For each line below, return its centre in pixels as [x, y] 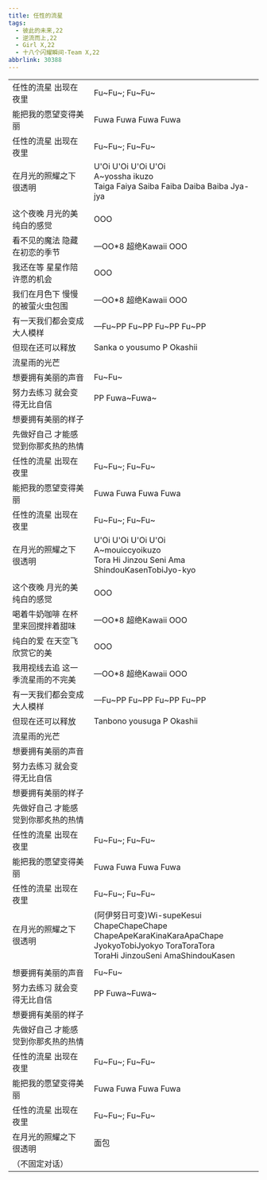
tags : [17, 23]
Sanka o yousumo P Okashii [146, 347]
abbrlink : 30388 [35, 60]
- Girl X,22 [35, 45]
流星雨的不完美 [48, 679]
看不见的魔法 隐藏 [45, 240]
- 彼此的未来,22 [39, 30]
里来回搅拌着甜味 [44, 626]
